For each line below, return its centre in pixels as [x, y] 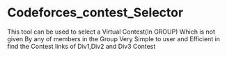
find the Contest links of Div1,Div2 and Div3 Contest [81, 46]
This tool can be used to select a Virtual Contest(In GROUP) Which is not [111, 32]
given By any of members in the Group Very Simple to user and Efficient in [114, 38]
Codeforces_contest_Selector [95, 13]
